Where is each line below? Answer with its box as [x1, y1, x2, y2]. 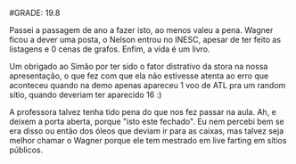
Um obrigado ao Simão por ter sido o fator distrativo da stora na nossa [9, 61, 268, 71]
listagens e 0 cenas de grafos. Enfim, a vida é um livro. [9, 44, 211, 54]
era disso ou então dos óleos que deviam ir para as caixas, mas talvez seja [9, 126, 284, 136]
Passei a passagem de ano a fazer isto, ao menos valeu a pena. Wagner [9, 25, 274, 35]
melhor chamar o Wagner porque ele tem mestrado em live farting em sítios [9, 135, 287, 145]
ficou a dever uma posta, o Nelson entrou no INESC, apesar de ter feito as [9, 35, 282, 45]
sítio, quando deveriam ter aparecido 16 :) [9, 89, 162, 100]
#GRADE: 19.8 [9, 8, 61, 18]
